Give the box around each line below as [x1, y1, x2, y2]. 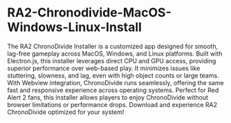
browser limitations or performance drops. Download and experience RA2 [7, 100, 218, 109]
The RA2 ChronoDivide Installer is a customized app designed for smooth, [7, 42, 219, 50]
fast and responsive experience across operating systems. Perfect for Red [7, 86, 219, 94]
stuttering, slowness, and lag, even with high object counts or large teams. [7, 71, 219, 80]
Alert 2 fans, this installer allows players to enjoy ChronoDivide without [7, 93, 209, 101]
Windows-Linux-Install [7, 19, 142, 35]
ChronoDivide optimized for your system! [7, 108, 124, 116]
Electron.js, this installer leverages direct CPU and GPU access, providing [7, 56, 216, 65]
